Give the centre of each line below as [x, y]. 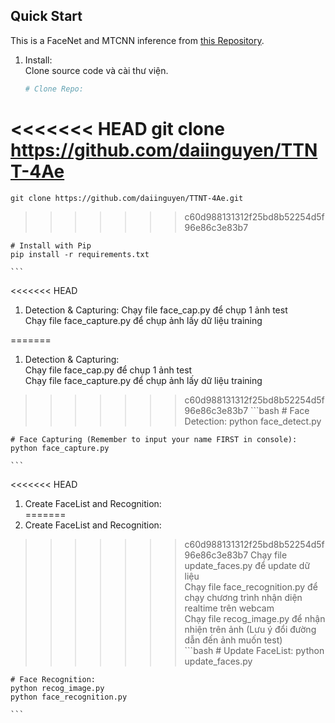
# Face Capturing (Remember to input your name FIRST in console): [154, 439]
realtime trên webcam [229, 608]
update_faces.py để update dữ [247, 565]
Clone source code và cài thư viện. [96, 70]
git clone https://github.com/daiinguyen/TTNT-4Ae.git [127, 198]
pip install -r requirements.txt [80, 254]
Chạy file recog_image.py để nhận [255, 618]
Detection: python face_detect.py [253, 421]
